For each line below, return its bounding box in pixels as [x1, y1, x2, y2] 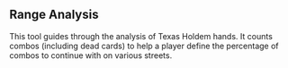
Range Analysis [9, 7, 99, 22]
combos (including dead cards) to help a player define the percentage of [9, 40, 279, 51]
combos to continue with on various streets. [9, 49, 173, 61]
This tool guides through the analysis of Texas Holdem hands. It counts [9, 30, 273, 41]
